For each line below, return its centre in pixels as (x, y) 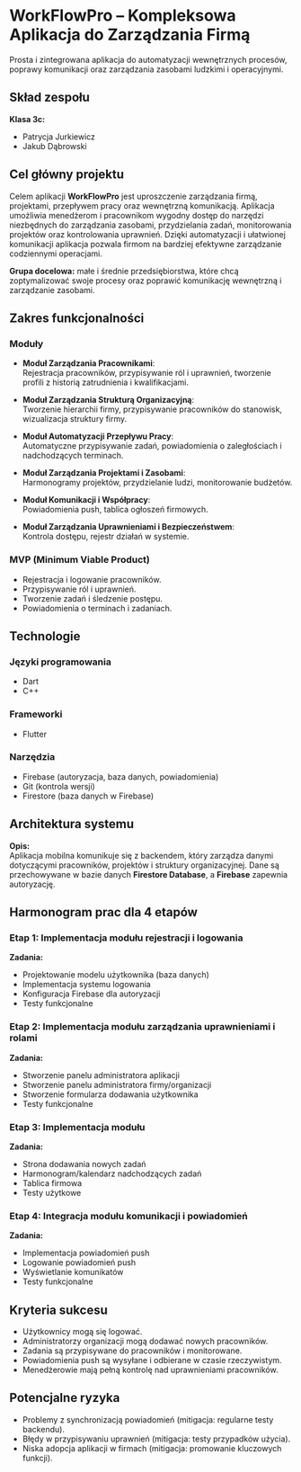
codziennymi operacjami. (56, 254)
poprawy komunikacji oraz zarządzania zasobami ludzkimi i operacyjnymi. (146, 69)
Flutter (35, 734)
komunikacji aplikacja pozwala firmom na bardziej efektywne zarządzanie (146, 244)
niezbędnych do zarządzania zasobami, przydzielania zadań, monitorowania (150, 225)
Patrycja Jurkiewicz (59, 137)
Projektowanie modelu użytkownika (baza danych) (115, 975)
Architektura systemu (72, 824)
